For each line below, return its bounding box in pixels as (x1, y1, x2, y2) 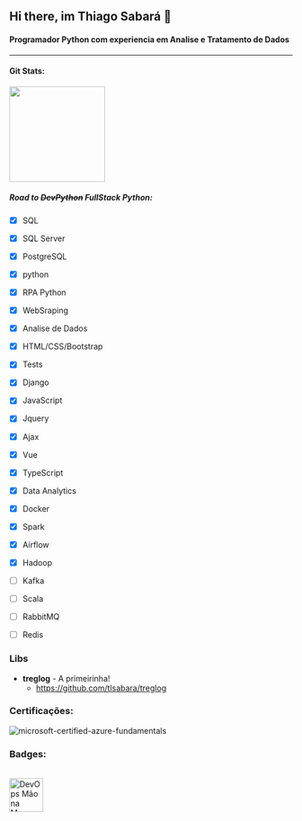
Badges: (9, 747, 47, 760)
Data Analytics (22, 485, 76, 495)
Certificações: (9, 705, 74, 718)
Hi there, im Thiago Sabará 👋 (9, 9, 173, 24)
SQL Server (22, 233, 66, 244)
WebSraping (22, 305, 69, 316)
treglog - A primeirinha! (22, 673, 111, 683)
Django (22, 377, 49, 388)
